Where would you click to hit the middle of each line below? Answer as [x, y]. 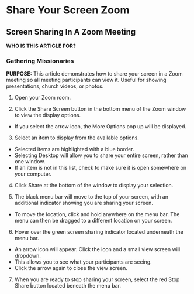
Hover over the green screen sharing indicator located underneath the [99, 232]
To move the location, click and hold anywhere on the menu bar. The [97, 214]
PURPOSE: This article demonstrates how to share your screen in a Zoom [94, 74]
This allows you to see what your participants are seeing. [83, 262]
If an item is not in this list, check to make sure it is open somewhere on [101, 168]
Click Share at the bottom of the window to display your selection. [94, 186]
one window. [30, 162]
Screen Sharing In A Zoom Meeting [71, 32]
